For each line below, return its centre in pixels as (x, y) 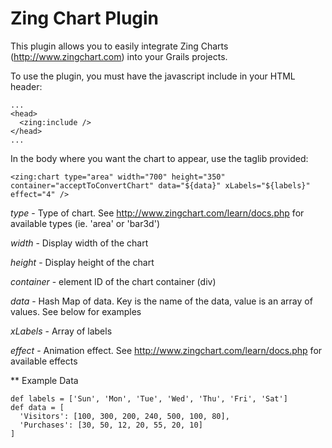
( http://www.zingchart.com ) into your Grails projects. (119, 56)
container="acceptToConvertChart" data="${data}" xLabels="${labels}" (160, 185)
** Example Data (44, 380)
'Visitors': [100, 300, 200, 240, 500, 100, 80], (124, 416)
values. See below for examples (76, 311)
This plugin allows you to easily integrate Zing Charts (119, 46)
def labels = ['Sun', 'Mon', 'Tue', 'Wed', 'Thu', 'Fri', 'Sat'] (149, 398)
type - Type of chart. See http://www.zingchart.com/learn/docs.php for (157, 213)
